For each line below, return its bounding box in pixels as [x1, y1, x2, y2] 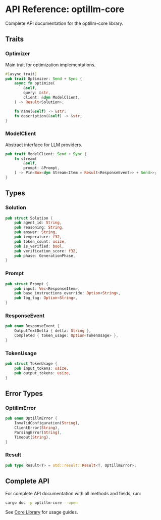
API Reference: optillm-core [5, 4, 125, 15]
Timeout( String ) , [14, 435, 51, 440]
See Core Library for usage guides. [5, 509, 78, 515]
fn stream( [14, 156, 37, 161]
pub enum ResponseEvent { [5, 324, 60, 329]
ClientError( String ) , [14, 425, 60, 430]
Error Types [5, 389, 43, 398]
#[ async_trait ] [5, 71, 37, 76]
